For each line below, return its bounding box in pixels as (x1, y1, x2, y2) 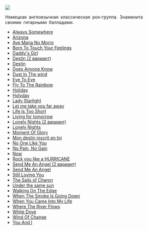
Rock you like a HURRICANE (12, 156, 71, 162)
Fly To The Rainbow (12, 82, 53, 88)
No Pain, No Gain (12, 145, 48, 151)
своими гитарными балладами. (5, 19, 74, 25)
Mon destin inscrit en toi (12, 135, 62, 140)
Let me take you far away (12, 103, 65, 109)
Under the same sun (12, 182, 54, 188)
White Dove (12, 209, 36, 215)
